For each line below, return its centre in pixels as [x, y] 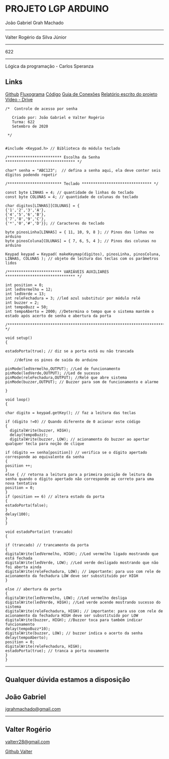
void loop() [18, 399]
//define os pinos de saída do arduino [56, 360]
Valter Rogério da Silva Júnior [36, 37]
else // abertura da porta [33, 589]
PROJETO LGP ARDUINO [57, 9]
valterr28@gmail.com [28, 741]
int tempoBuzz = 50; [27, 307]
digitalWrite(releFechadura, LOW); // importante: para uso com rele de [83, 571]
